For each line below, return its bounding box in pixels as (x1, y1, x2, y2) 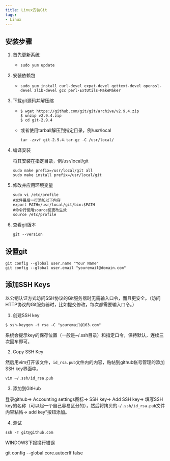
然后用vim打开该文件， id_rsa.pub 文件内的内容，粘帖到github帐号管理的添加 (5, 359, 165, 365)
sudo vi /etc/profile (12, 192, 59, 198)
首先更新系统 (12, 52, 40, 58)
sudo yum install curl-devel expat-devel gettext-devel (20, 84, 141, 89)
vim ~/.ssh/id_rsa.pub (5, 376, 53, 381)
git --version (12, 232, 43, 237)
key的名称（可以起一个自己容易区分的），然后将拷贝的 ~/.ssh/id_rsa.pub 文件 (5, 402, 165, 408)
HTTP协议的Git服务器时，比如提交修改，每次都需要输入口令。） (5, 301, 137, 307)
